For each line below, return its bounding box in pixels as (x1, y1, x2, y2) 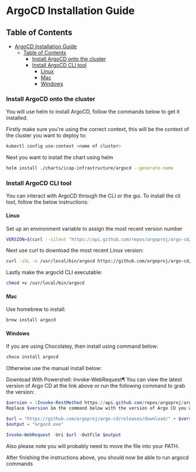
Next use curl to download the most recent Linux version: (6, 247, 144, 254)
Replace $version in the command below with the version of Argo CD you (6, 405, 187, 411)
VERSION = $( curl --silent (6, 236, 66, 242)
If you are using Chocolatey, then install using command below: (6, 343, 159, 350)
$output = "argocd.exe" (6, 421, 64, 427)
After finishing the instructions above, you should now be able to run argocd (6, 454, 189, 461)
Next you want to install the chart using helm (6, 154, 114, 161)
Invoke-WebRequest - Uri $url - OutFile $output (6, 432, 121, 437)
